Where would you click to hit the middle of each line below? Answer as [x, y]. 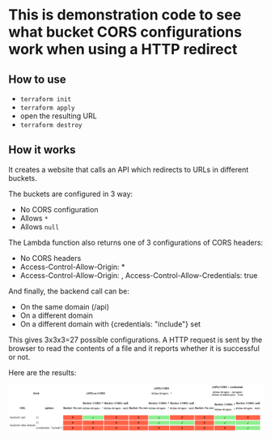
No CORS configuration [59, 209]
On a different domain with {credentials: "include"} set [110, 324]
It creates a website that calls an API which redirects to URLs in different [129, 169]
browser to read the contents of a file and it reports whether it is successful [134, 348]
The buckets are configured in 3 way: [71, 194]
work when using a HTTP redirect [123, 49]
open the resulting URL [58, 116]
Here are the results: [42, 372]
